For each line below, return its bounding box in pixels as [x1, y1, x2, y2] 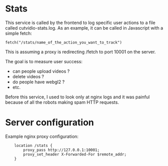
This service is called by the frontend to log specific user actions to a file [5, 20, 155, 26]
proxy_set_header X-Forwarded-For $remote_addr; [23, 151, 127, 157]
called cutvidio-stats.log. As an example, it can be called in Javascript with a [5, 25, 163, 31]
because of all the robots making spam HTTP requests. [5, 99, 119, 105]
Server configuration [5, 117, 94, 128]
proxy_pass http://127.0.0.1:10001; [23, 147, 100, 152]
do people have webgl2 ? [12, 79, 65, 85]
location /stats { [14, 143, 53, 148]
